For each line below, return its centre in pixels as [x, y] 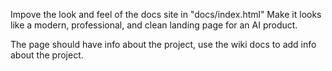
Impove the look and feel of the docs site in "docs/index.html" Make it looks [166, 14]
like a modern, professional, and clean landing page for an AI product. [154, 25]
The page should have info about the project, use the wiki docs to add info [163, 44]
